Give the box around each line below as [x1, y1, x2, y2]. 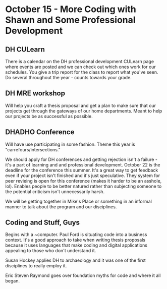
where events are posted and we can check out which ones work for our [5, 64, 156, 70]
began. [5, 278, 20, 284]
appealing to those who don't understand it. [5, 248, 96, 254]
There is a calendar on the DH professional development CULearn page [5, 59, 154, 64]
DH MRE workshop [5, 89, 66, 98]
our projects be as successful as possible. [5, 113, 93, 119]
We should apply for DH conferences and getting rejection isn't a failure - [5, 156, 158, 162]
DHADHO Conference [5, 128, 75, 137]
